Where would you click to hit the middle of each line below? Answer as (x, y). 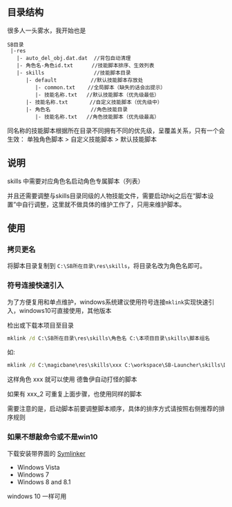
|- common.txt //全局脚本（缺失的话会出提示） (100, 87)
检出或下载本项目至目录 (40, 325)
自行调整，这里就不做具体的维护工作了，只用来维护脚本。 (104, 204)
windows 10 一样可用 (37, 496)
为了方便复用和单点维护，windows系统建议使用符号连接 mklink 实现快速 (108, 302)
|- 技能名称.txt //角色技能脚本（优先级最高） (97, 117)
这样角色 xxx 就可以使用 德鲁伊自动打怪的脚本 (72, 379)
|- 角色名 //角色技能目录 (76, 109)
